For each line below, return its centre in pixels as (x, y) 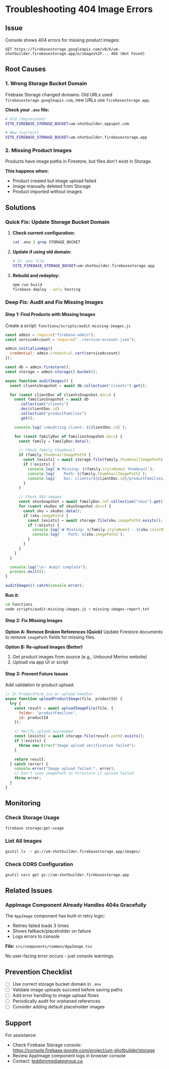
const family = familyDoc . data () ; (55, 441)
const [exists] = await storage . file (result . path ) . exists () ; (79, 736)
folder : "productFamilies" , (48, 713)
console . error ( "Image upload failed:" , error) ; (65, 769)
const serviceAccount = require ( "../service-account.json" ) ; (71, 339)
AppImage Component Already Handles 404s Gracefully (76, 905)
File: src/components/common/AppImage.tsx (49, 946)
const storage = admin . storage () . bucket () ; (52, 372)
